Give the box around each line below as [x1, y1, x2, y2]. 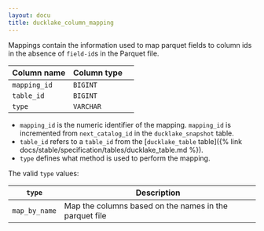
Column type [73, 67, 123, 78]
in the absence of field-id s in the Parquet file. [8, 49, 159, 58]
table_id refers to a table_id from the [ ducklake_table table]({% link [19, 136, 242, 146]
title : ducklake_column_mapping [8, 19, 114, 27]
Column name [12, 67, 66, 78]
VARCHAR [73, 102, 102, 110]
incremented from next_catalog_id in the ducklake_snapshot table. [19, 128, 234, 138]
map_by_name [12, 206, 57, 215]
